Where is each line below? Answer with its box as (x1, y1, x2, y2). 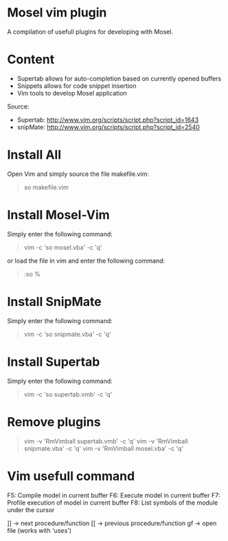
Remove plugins (7, 414, 101, 430)
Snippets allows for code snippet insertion (16, 81, 137, 90)
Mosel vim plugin (7, 5, 107, 21)
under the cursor (7, 505, 55, 514)
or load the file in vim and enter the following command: (7, 256, 166, 265)
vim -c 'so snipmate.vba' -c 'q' (23, 330, 111, 338)
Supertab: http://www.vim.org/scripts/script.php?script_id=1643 (16, 115, 199, 124)
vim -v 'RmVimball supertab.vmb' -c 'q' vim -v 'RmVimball (23, 437, 188, 445)
